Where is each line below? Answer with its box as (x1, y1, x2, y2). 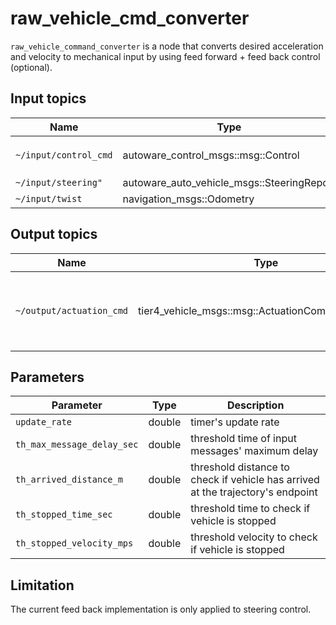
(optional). (10, 61, 53, 73)
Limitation (10, 577, 75, 594)
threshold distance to (190, 460, 290, 474)
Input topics (10, 90, 87, 107)
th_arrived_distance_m (15, 474, 123, 486)
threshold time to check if (190, 502, 311, 516)
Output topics (10, 226, 98, 243)
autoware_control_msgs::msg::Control (122, 148, 300, 162)
